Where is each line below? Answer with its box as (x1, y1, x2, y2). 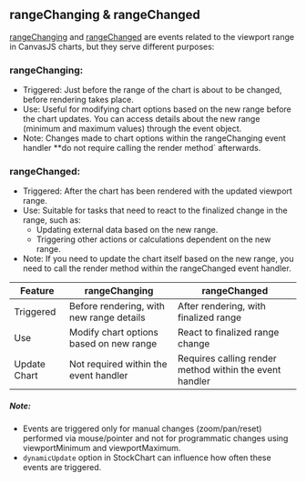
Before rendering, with (68, 300, 166, 313)
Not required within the (68, 358, 168, 371)
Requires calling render (177, 352, 277, 365)
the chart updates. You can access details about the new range (22, 114, 260, 125)
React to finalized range (177, 326, 280, 339)
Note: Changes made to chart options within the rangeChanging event (22, 133, 286, 144)
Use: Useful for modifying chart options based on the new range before (22, 104, 291, 115)
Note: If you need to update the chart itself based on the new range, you (22, 254, 294, 265)
